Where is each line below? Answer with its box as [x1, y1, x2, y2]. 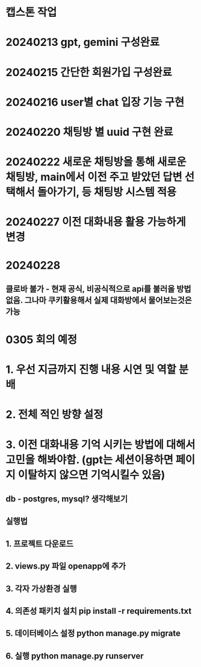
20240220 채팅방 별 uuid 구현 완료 [5, 125, 174, 139]
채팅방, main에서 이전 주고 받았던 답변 [5, 170, 183, 184]
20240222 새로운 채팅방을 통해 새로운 [5, 155, 187, 169]
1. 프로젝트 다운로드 [5, 538, 73, 549]
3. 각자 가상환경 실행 [5, 584, 77, 594]
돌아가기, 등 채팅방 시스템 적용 [37, 185, 177, 199]
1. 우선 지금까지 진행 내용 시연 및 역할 [5, 363, 177, 376]
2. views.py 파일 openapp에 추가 [5, 561, 126, 572]
